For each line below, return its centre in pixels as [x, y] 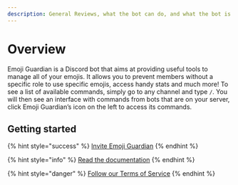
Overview [37, 49]
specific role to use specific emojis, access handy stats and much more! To [118, 84]
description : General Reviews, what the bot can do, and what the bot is [119, 14]
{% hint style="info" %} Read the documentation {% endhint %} [101, 160]
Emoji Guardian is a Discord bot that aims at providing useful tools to [108, 69]
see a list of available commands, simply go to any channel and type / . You [118, 91]
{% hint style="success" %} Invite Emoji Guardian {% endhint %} [103, 146]
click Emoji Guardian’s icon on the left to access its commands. [100, 107]
